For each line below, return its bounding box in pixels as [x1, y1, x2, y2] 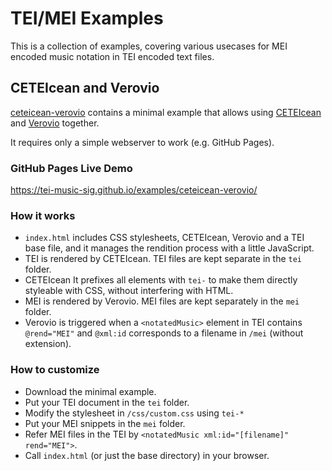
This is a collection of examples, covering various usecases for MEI [10, 40, 288, 52]
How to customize [10, 363, 100, 377]
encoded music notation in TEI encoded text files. [10, 50, 215, 62]
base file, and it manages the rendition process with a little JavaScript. [24, 242, 315, 254]
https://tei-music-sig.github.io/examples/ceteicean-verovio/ [10, 184, 258, 196]
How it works [10, 208, 76, 222]
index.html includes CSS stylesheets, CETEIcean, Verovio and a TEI [24, 232, 305, 244]
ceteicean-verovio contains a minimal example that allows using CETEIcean [10, 106, 322, 118]
